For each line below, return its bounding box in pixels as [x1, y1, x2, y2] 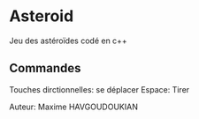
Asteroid [9, 6, 74, 26]
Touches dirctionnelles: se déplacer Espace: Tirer [9, 84, 190, 94]
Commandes [9, 61, 81, 76]
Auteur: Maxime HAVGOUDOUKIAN [9, 101, 139, 112]
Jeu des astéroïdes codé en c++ [9, 35, 128, 46]
